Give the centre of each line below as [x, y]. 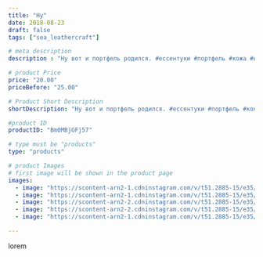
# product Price [34, 73]
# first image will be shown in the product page [91, 173]
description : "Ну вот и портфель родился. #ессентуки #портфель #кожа [127, 59]
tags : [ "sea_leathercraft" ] [54, 37]
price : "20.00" [33, 80]
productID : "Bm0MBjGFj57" [50, 130]
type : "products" [36, 152]
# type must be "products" [52, 145]
